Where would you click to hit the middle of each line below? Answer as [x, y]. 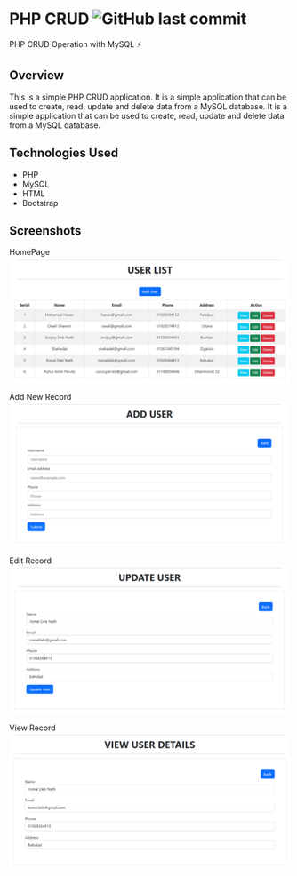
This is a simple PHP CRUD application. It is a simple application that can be [148, 97]
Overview [37, 76]
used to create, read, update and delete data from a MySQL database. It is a [148, 106]
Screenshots [45, 231]
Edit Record [30, 561]
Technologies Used [64, 153]
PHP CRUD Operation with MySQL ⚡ [76, 44]
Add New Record [40, 396]
